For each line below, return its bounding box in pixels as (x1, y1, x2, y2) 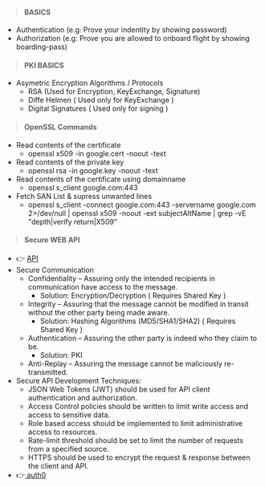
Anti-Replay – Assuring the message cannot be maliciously (27, 359, 223, 368)
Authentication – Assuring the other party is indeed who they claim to (27, 333, 257, 343)
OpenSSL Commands (23, 122, 98, 132)
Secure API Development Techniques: (15, 375, 142, 385)
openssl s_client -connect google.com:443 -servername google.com (27, 200, 256, 209)
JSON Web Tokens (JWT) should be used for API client (27, 384, 210, 394)
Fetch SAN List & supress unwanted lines (15, 191, 153, 201)
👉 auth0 (15, 470, 47, 480)
